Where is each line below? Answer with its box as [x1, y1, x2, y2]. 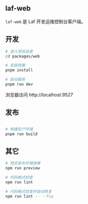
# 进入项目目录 [5, 49, 33, 54]
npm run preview [5, 165, 40, 171]
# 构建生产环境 [5, 126, 33, 132]
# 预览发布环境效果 [5, 161, 41, 166]
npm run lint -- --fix [5, 194, 54, 199]
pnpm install [5, 68, 33, 73]
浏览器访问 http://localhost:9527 [5, 91, 73, 98]
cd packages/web [5, 53, 40, 59]
